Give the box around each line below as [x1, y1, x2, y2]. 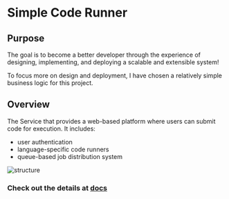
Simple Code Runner [7, 5, 128, 21]
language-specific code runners [17, 145, 109, 153]
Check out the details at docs [7, 183, 107, 193]
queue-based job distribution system [17, 152, 123, 160]
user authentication [17, 138, 73, 146]
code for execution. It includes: [7, 124, 95, 133]
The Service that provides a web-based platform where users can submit [7, 117, 216, 125]
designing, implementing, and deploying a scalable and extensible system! [7, 58, 219, 66]
